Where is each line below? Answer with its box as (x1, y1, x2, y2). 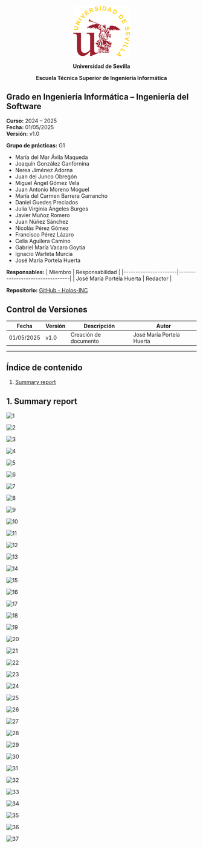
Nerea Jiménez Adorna (14, 167, 73, 174)
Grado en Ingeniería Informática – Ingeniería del (6, 92, 189, 102)
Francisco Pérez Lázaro (14, 231, 74, 238)
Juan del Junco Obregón (14, 173, 77, 180)
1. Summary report (6, 396, 77, 406)
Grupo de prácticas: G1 (6, 142, 65, 149)
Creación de (70, 331, 101, 338)
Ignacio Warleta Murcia (14, 251, 73, 258)
